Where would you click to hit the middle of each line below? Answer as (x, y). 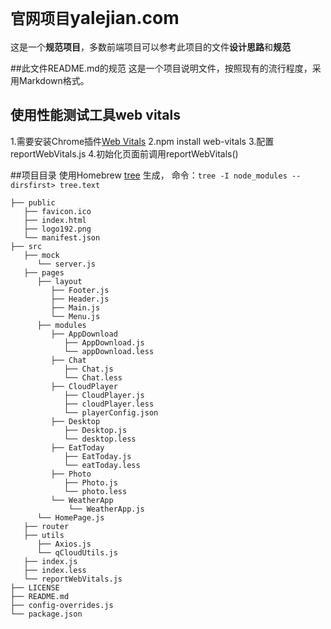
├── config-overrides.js (62, 605)
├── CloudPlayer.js (104, 395)
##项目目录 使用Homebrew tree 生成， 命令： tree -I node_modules (149, 175)
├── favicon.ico (57, 211)
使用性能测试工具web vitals (96, 115)
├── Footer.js (80, 290)
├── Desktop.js (95, 430)
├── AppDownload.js (104, 342)
